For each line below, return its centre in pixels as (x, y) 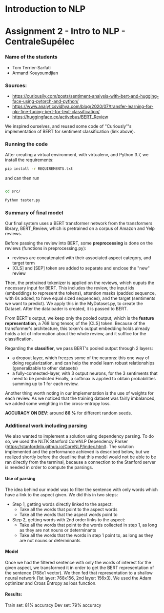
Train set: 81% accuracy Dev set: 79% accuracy (53, 605)
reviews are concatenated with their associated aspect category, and (82, 258)
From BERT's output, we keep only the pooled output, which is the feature (80, 318)
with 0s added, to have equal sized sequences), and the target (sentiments (80, 298)
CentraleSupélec (40, 42)
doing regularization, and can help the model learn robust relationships (83, 363)
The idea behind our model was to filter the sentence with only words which (81, 490)
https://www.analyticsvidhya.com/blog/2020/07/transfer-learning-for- (83, 106)
